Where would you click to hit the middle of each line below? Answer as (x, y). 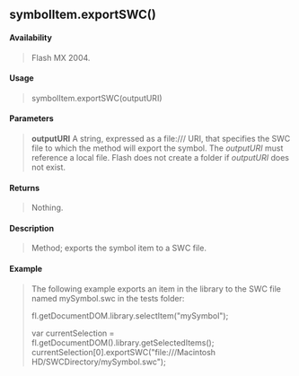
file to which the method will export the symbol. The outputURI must (157, 148)
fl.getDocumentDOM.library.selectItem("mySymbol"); (130, 315)
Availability (31, 37)
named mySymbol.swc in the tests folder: (108, 298)
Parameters (31, 118)
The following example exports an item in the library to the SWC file (156, 289)
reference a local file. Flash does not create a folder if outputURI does (160, 157)
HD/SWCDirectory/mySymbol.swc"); (98, 362)
